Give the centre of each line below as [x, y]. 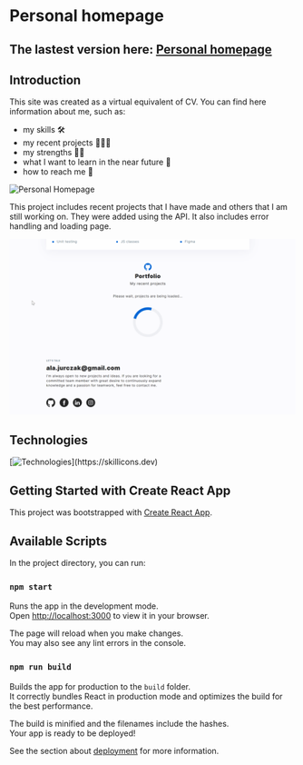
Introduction [45, 79]
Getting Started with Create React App [120, 490]
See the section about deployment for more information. [114, 750]
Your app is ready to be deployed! [73, 733]
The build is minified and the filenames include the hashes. [119, 723]
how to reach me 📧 [58, 172]
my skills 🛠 [44, 130]
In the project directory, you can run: [78, 562]
